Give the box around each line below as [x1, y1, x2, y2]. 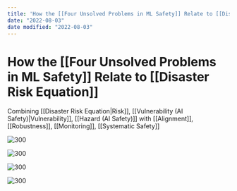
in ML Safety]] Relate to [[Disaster [7, 68, 209, 85]
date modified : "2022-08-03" [7, 23, 93, 30]
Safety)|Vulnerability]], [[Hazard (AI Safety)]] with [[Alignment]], [7, 114, 194, 123]
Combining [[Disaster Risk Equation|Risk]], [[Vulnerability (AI [7, 107, 183, 116]
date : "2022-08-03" [7, 17, 65, 24]
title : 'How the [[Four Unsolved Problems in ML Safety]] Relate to [7, 10, 213, 18]
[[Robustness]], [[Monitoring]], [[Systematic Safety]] [7, 122, 160, 130]
